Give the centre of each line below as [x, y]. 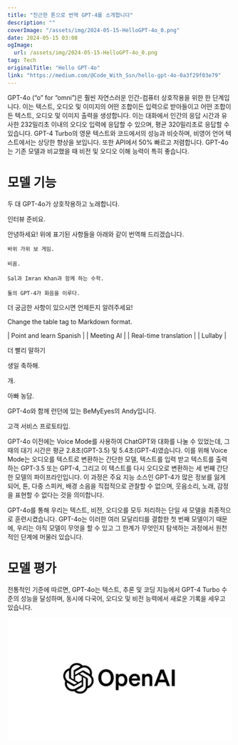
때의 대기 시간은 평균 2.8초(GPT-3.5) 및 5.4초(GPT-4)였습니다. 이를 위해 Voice [118, 450]
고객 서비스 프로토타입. [39, 426]
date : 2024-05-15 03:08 [43, 38]
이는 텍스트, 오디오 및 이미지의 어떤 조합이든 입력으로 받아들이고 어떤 [117, 106]
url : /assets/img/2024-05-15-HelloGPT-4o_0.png [86, 53]
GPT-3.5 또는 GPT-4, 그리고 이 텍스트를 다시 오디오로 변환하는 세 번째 [118, 468]
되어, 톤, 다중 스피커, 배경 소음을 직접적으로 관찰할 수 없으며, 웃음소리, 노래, [112, 486]
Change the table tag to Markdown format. [70, 321]
